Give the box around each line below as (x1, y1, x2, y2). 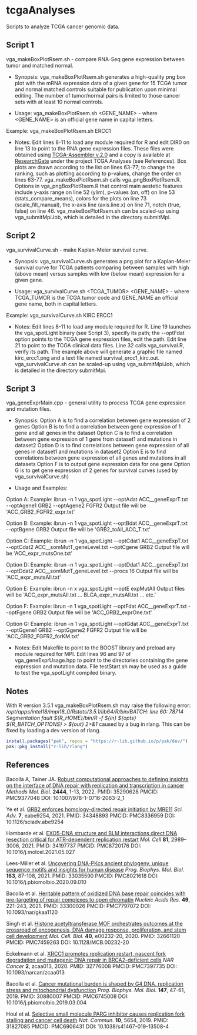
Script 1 (6, 40, 34, 50)
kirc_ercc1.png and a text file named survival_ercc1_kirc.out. (14, 354, 160, 361)
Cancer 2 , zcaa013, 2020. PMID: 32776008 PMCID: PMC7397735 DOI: (6, 962, 178, 970)
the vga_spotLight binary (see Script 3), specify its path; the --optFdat (14, 329, 185, 336)
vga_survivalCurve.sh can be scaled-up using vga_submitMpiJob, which (14, 360, 191, 367)
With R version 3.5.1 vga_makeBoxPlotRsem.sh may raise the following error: (6, 702, 191, 709)
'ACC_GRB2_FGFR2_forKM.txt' (6, 633, 79, 640)
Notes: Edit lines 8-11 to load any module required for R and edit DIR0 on (14, 139, 190, 146)
